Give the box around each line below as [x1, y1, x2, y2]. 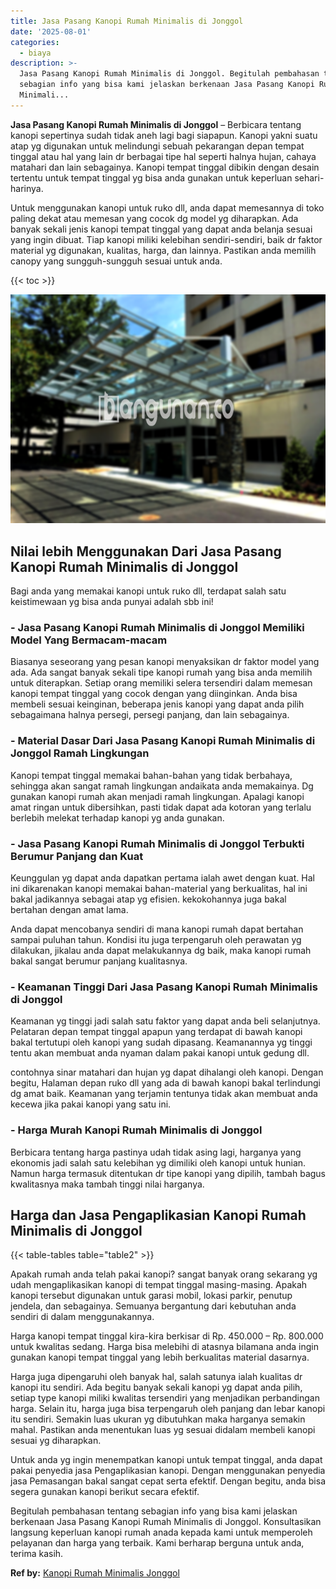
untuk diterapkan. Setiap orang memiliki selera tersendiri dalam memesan [10, 677, 313, 689]
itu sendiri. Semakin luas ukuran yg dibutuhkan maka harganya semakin [10, 1413, 306, 1425]
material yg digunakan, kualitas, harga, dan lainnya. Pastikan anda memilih [10, 244, 317, 256]
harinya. [10, 182, 44, 194]
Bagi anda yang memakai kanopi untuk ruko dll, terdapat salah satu [10, 585, 287, 597]
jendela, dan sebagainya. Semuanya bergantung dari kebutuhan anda [10, 1300, 297, 1312]
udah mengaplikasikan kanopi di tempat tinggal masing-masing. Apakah [10, 1279, 308, 1291]
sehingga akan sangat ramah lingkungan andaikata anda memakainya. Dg [10, 780, 314, 792]
